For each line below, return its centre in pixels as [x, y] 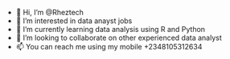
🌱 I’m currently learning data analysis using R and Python [111, 29]
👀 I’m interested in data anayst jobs [74, 21]
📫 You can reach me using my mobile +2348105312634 [109, 47]
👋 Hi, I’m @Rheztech [50, 12]
